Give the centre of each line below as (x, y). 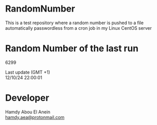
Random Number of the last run (72, 49)
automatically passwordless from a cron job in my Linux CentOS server (78, 28)
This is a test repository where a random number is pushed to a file (74, 23)
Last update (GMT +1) (28, 72)
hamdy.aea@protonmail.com (35, 117)
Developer (27, 98)
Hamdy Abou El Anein (28, 112)
